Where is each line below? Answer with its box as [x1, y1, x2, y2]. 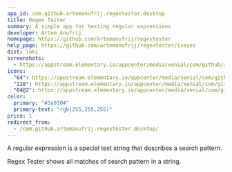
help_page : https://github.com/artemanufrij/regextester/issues [7, 42, 196, 49]
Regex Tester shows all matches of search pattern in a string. [7, 158, 182, 166]
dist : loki [7, 49, 39, 56]
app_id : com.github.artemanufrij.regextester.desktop [7, 10, 166, 17]
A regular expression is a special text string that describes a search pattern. [7, 144, 223, 152]
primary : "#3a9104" [13, 100, 70, 107]
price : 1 [7, 112, 32, 119]
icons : [7, 67, 26, 74]
